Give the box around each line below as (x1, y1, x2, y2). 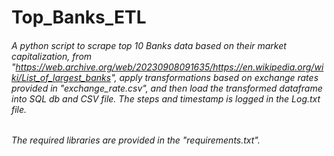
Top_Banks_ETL (11, 6, 147, 29)
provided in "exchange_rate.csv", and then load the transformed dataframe (11, 82, 323, 94)
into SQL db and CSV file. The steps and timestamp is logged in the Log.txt (11, 92, 321, 105)
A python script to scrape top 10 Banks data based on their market (11, 39, 287, 51)
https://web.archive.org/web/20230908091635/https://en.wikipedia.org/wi (15, 61, 324, 73)
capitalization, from (11, 50, 93, 62)
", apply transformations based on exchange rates (110, 71, 319, 83)
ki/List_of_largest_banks (11, 71, 112, 83)
